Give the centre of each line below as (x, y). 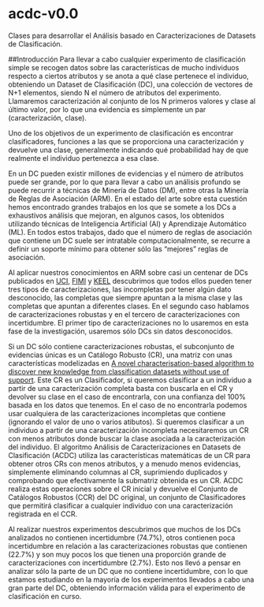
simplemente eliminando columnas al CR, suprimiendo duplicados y (118, 472)
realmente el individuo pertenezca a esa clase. (84, 158)
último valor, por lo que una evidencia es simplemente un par (107, 109)
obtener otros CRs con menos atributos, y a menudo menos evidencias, (125, 464)
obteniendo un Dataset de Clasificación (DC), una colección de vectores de (131, 84)
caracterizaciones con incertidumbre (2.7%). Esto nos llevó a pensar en (125, 562)
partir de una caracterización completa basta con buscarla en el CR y (121, 388)
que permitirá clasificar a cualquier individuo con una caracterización (121, 505)
